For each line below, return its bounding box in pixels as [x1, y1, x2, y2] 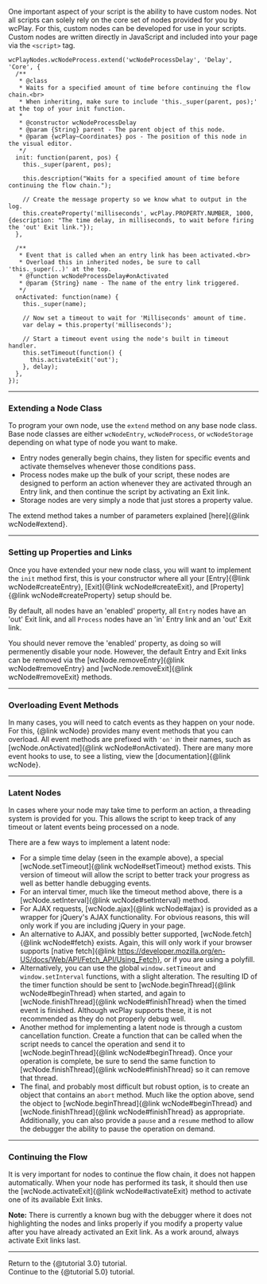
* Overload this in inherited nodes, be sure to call [18, 258, 201, 266]
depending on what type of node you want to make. [8, 438, 178, 447]
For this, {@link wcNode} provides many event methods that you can [8, 725, 234, 736]
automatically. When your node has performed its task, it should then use [8, 1178, 248, 1188]
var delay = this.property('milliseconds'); [22, 321, 172, 329]
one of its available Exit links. [8, 1195, 103, 1204]
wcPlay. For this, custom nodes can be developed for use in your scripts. [8, 24, 246, 33]
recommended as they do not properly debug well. [19, 1014, 187, 1023]
